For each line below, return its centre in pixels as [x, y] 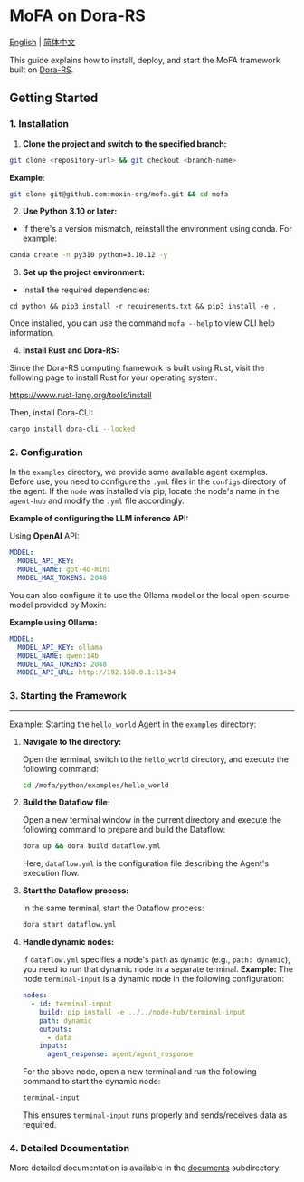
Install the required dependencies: [86, 290]
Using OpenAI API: [44, 536]
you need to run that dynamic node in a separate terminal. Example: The [158, 969]
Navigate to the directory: [72, 741]
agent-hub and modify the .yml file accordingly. [97, 501]
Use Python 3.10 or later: [70, 211]
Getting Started [54, 98]
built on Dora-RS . [42, 70]
